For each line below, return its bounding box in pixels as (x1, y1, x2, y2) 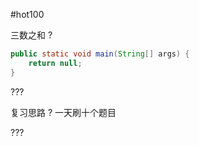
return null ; (28, 58, 83, 68)
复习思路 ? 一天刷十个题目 (10, 106, 117, 118)
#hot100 (10, 9, 45, 20)
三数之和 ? (10, 29, 53, 41)
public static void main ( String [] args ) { (10, 49, 190, 59)
